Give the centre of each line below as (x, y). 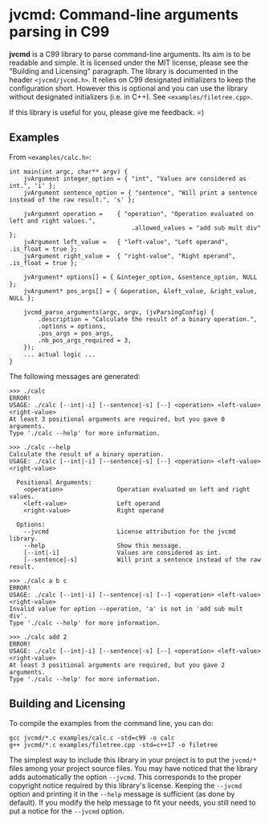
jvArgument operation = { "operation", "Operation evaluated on (139, 214)
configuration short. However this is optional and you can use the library (128, 88)
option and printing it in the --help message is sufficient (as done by (122, 793)
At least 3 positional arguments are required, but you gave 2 (117, 665)
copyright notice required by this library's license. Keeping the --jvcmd (126, 785)
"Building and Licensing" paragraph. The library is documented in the (124, 71)
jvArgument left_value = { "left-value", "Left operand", (126, 242)
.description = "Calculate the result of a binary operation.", (148, 319)
